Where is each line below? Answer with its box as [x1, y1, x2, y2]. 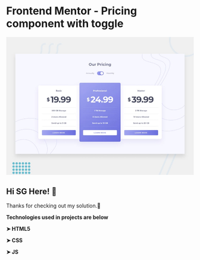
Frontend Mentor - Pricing [6, 4, 137, 18]
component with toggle [6, 17, 124, 30]
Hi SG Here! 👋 [6, 186, 57, 196]
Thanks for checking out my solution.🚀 [6, 202, 101, 209]
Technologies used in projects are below [6, 213, 108, 221]
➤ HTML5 [6, 225, 31, 233]
